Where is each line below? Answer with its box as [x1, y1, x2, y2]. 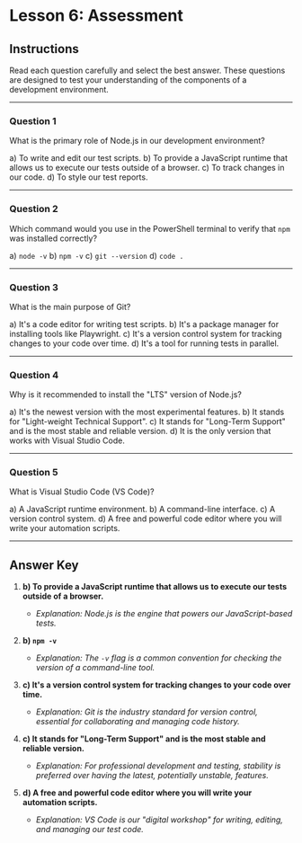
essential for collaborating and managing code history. [35, 716, 240, 727]
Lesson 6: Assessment [9, 5, 184, 26]
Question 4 [9, 368, 59, 381]
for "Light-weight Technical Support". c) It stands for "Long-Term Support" [9, 416, 286, 427]
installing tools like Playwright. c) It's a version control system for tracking [9, 328, 282, 339]
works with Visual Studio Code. [9, 435, 126, 446]
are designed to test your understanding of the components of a [9, 75, 247, 85]
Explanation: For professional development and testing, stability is [35, 760, 281, 771]
